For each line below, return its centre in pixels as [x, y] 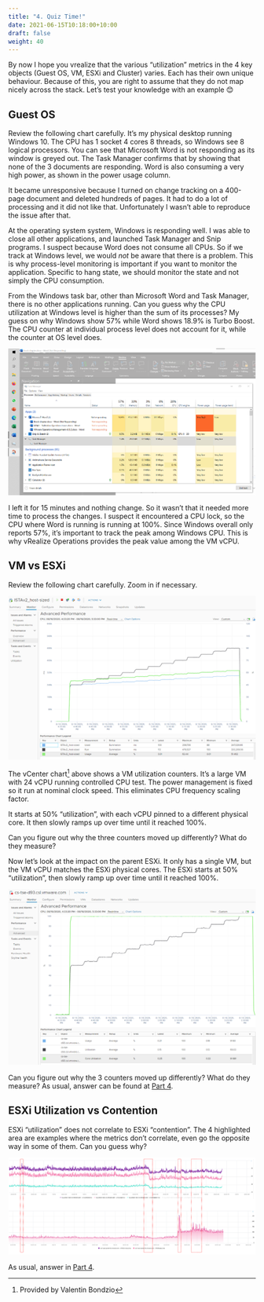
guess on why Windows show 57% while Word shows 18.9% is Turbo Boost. [132, 321]
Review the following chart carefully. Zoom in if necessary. [103, 584]
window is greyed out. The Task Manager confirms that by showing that [125, 159]
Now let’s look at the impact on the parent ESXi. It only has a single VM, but [130, 861]
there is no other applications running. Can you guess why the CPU [117, 304]
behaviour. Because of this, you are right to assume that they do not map [126, 82]
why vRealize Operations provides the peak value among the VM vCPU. [124, 541]
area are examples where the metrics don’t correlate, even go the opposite [129, 1138]
